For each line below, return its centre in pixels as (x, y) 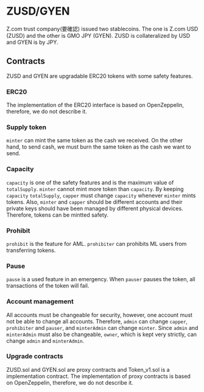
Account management (40, 301)
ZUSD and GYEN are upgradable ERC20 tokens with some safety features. (100, 76)
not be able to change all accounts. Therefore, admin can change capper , (97, 321)
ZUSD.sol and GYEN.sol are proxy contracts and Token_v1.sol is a (88, 369)
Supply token (26, 127)
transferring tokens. (31, 250)
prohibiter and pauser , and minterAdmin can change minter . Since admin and (102, 327)
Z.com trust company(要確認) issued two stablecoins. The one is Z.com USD (102, 29)
